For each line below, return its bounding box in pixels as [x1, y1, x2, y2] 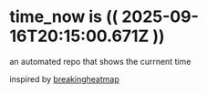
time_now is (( [9, 6, 119, 27]
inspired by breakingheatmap [9, 73, 120, 84]
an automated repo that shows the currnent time [9, 56, 191, 67]
